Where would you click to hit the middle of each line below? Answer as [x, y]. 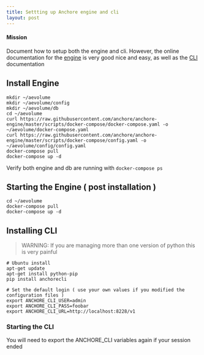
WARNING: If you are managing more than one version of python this [108, 245]
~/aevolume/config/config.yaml [46, 146]
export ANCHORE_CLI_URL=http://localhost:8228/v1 [71, 311]
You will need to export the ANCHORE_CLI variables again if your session [99, 340]
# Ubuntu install [28, 263]
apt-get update [26, 269]
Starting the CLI [30, 327]
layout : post [23, 18]
